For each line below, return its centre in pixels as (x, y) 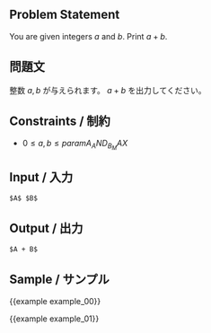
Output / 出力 (46, 228)
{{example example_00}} (55, 301)
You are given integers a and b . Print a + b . (88, 36)
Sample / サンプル (60, 279)
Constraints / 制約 (60, 122)
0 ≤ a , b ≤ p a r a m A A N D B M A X (75, 145)
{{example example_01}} (54, 319)
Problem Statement (65, 15)
